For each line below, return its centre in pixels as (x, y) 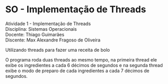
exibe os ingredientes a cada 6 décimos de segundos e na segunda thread (84, 65)
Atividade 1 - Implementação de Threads (48, 24)
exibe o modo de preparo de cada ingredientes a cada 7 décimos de (77, 71)
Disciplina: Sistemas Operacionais (41, 29)
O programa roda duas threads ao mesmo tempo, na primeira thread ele (81, 59)
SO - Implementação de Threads (76, 9)
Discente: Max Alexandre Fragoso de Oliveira (53, 40)
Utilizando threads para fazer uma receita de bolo (58, 50)
